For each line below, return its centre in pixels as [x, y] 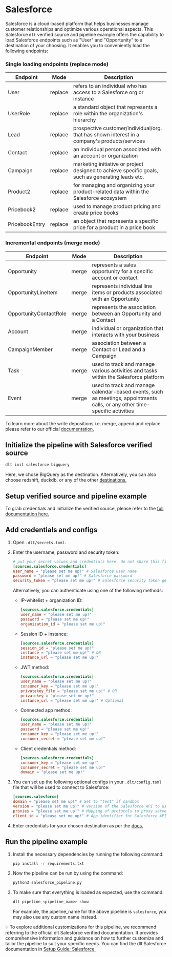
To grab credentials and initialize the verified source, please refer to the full [84, 509]
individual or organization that [128, 328]
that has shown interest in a [106, 135]
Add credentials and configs [51, 530]
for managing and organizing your [114, 185]
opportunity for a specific [122, 271]
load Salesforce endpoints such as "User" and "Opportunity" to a [74, 40]
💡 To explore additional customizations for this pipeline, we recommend [81, 927]
